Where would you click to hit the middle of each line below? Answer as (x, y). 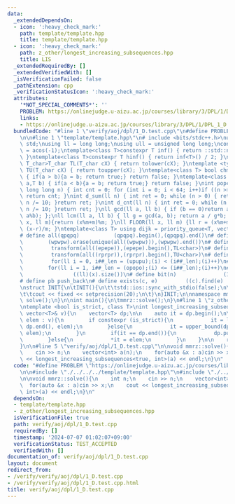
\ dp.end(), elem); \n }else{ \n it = (101, 327)
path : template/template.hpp (62, 33)
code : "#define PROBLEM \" (53, 366)
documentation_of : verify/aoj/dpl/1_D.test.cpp (78, 457)
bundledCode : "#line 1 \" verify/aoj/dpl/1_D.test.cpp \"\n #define (111, 131)
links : (29, 118)
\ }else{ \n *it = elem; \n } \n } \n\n (117, 340)
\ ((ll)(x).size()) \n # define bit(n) (98, 274)
